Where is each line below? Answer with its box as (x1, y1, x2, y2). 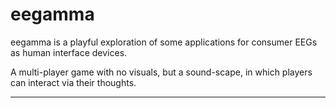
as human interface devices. (10, 46, 128, 58)
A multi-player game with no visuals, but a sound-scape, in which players (10, 66, 313, 78)
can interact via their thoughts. (10, 76, 137, 88)
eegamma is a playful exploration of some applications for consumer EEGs (10, 36, 318, 48)
